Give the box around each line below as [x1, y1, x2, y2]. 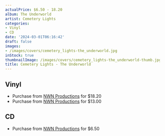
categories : [5, 21, 29, 26]
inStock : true [5, 53, 34, 58]
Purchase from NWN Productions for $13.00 [12, 98, 102, 104]
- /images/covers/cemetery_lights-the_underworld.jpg [5, 48, 118, 53]
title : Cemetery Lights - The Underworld [5, 62, 91, 67]
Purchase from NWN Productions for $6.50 [12, 126, 100, 132]
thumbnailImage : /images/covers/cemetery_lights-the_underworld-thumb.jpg [5, 57, 162, 62]
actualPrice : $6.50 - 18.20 [5, 7, 63, 12]
